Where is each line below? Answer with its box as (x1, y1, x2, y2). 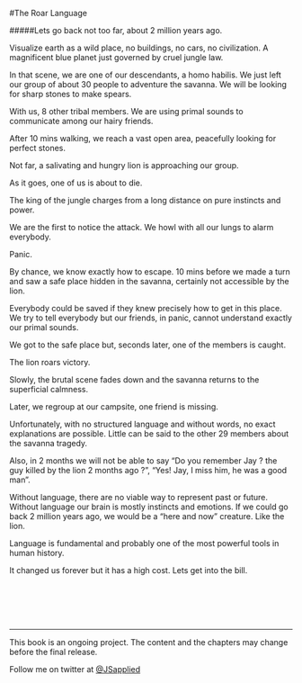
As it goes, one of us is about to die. (9, 177, 143, 188)
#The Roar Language (9, 8, 88, 18)
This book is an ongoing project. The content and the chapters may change (9, 637, 289, 647)
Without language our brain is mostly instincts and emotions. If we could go (9, 501, 289, 512)
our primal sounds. (9, 322, 79, 332)
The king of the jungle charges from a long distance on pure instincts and (9, 195, 281, 205)
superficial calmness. (9, 384, 88, 394)
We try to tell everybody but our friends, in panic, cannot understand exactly (9, 312, 292, 323)
